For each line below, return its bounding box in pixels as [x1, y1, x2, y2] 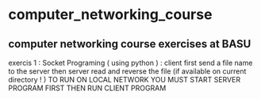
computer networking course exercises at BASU [8, 37, 251, 51]
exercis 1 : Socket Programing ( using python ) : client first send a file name [8, 58, 253, 67]
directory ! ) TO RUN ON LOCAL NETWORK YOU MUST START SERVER [8, 75, 240, 84]
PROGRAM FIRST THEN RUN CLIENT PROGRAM [8, 83, 167, 93]
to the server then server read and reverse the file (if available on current [8, 67, 247, 76]
